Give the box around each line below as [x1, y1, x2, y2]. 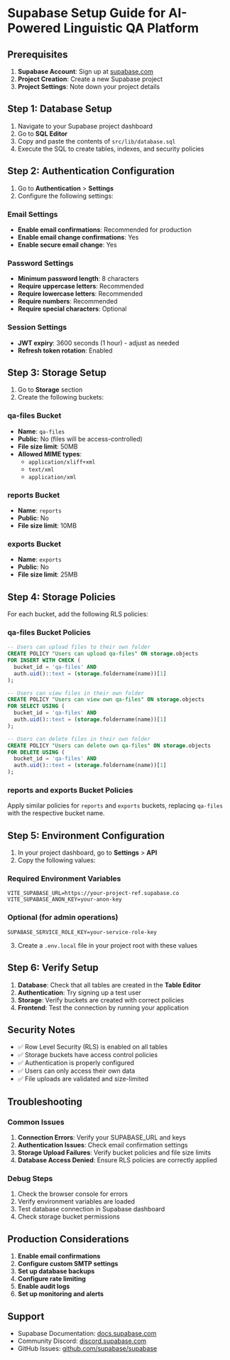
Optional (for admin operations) [7, 912, 119, 922]
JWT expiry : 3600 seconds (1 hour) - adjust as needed [17, 338, 180, 347]
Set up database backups [17, 1267, 95, 1275]
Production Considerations [7, 1233, 129, 1245]
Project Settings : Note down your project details [17, 82, 160, 90]
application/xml [28, 473, 77, 481]
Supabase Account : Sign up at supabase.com [17, 68, 154, 75]
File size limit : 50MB [17, 442, 78, 451]
